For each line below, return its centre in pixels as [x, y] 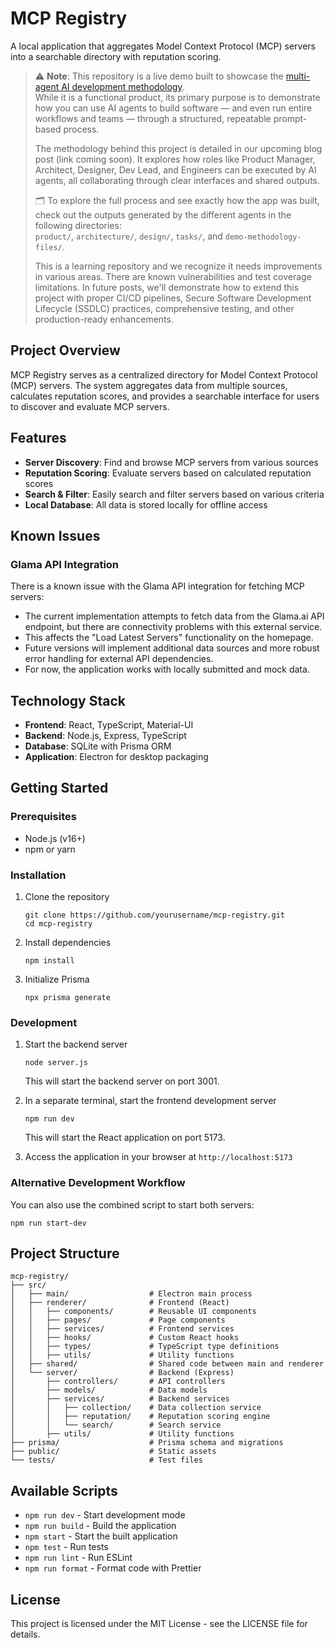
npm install [49, 961]
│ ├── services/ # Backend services [120, 1399]
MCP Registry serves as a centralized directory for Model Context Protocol [164, 374]
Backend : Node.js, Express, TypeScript [105, 736]
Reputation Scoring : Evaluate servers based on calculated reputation [168, 473]
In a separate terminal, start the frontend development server [150, 1101]
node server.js [56, 1063]
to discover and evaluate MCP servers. [90, 406]
